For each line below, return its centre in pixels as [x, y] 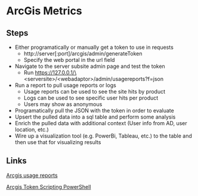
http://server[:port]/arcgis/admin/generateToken [83, 54]
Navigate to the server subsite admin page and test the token [90, 66]
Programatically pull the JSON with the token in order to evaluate [94, 111]
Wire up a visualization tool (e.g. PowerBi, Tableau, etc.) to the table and [103, 136]
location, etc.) [32, 130]
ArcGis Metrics [44, 11]
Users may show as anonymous [63, 104]
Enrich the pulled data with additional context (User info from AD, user [101, 123]
